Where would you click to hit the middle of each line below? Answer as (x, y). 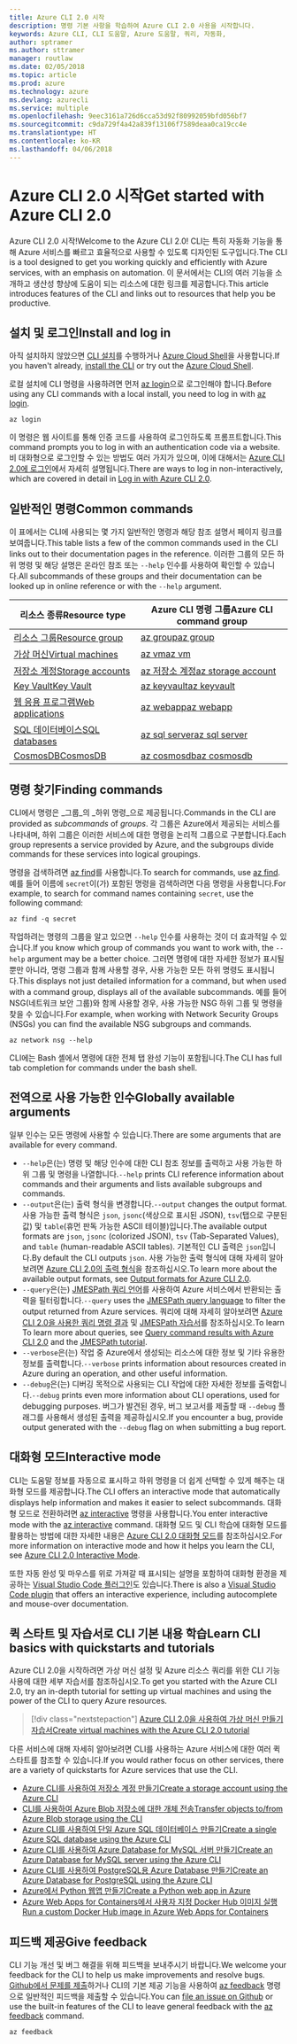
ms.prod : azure (37, 83)
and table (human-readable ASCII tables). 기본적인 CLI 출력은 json (142, 1247)
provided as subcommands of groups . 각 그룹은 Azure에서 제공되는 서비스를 (145, 824)
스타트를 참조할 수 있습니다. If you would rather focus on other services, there (147, 1760)
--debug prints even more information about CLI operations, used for (156, 1395)
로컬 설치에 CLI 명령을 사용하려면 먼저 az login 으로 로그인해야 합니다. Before (141, 384)
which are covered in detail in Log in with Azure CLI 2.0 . (110, 478)
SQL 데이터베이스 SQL (57, 730)
